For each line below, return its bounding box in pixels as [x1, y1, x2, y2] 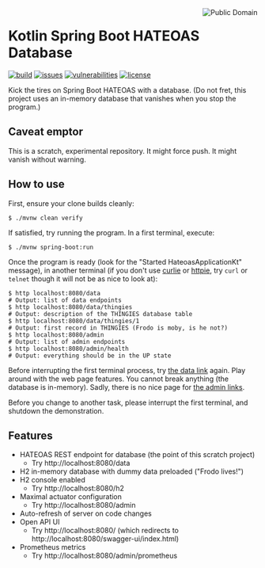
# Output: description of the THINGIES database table [8, 310, 193, 318]
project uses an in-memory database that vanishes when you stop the [8, 93, 237, 103]
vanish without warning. [8, 154, 87, 164]
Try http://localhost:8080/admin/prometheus [31, 551, 178, 561]
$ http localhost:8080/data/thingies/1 [8, 317, 140, 325]
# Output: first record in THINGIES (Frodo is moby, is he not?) [8, 324, 228, 332]
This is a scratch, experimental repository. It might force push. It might [8, 146, 237, 155]
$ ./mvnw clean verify [8, 214, 83, 222]
